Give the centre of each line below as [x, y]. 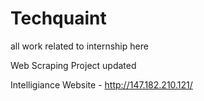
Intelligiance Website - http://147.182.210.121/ [101, 84]
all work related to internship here [79, 46]
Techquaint [58, 18]
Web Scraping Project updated [73, 65]
